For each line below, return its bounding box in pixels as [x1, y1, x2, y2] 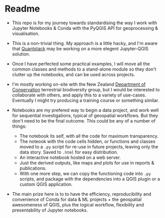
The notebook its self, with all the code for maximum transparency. [19, 133, 158, 139]
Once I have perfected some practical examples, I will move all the [12, 61, 150, 67]
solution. [12, 51, 30, 57]
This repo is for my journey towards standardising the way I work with [12, 20, 157, 26]
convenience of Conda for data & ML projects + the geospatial [12, 196, 142, 202]
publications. [19, 165, 46, 171]
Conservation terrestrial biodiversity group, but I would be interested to [12, 86, 160, 92]
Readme [5, 3, 40, 15]
